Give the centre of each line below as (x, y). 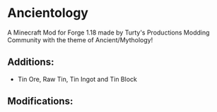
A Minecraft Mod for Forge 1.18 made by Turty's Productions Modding (108, 32)
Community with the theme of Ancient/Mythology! (80, 39)
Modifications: (40, 101)
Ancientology (48, 13)
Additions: (31, 62)
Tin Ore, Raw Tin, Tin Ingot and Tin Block (77, 79)
